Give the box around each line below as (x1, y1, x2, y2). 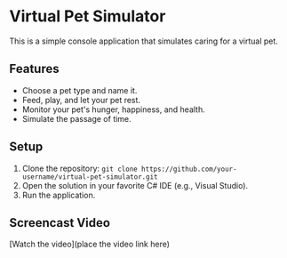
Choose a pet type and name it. (21, 85, 138, 95)
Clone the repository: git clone (21, 163, 138, 173)
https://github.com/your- (140, 165, 237, 173)
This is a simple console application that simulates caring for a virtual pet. (9, 36, 278, 46)
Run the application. (21, 189, 96, 200)
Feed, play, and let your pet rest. (21, 94, 140, 105)
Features (9, 61, 60, 77)
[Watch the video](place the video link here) (9, 238, 171, 250)
